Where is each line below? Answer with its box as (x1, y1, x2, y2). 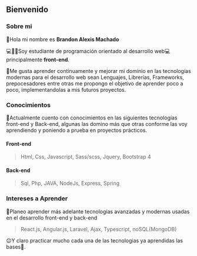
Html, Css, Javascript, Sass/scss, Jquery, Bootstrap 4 (20, 153, 151, 161)
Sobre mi (6, 22, 32, 31)
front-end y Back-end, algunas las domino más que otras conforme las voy (6, 120, 188, 127)
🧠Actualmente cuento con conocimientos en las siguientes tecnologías (6, 114, 178, 121)
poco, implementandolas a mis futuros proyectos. (6, 86, 126, 93)
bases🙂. (6, 243, 26, 250)
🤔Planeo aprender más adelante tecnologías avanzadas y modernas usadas (6, 208, 190, 215)
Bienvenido (6, 5, 49, 15)
